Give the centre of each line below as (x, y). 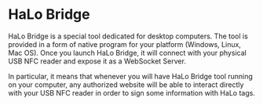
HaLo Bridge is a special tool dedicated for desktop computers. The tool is (128, 36)
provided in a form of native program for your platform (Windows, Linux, (125, 44)
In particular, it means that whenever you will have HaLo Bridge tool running (131, 76)
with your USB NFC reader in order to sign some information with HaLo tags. (131, 92)
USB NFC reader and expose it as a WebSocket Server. (97, 61)
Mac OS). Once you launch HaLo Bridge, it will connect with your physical (128, 52)
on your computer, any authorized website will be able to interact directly (126, 85)
